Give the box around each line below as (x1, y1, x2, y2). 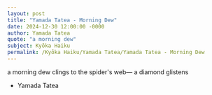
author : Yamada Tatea (7, 29, 71, 37)
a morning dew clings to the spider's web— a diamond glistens (7, 67, 189, 76)
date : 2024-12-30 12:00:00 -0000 (7, 23, 105, 30)
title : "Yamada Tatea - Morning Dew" (7, 17, 118, 24)
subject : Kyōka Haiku (7, 42, 71, 49)
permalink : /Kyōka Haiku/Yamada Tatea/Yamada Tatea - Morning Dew (7, 49, 205, 56)
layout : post (7, 10, 45, 17)
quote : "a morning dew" (7, 36, 77, 43)
